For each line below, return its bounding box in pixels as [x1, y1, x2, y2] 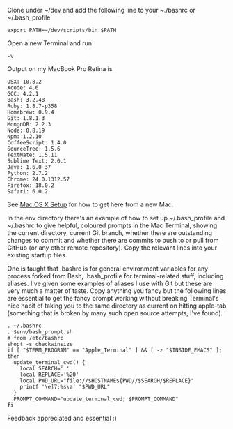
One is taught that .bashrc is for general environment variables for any [7, 264, 209, 273]
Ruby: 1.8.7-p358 [7, 103, 58, 110]
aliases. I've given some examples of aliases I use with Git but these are [7, 279, 213, 287]
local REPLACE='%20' [19, 371, 79, 378]
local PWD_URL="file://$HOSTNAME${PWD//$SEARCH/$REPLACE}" [19, 377, 195, 384]
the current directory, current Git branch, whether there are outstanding [7, 229, 213, 236]
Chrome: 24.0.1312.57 [7, 176, 70, 183]
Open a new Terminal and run [7, 39, 93, 47]
